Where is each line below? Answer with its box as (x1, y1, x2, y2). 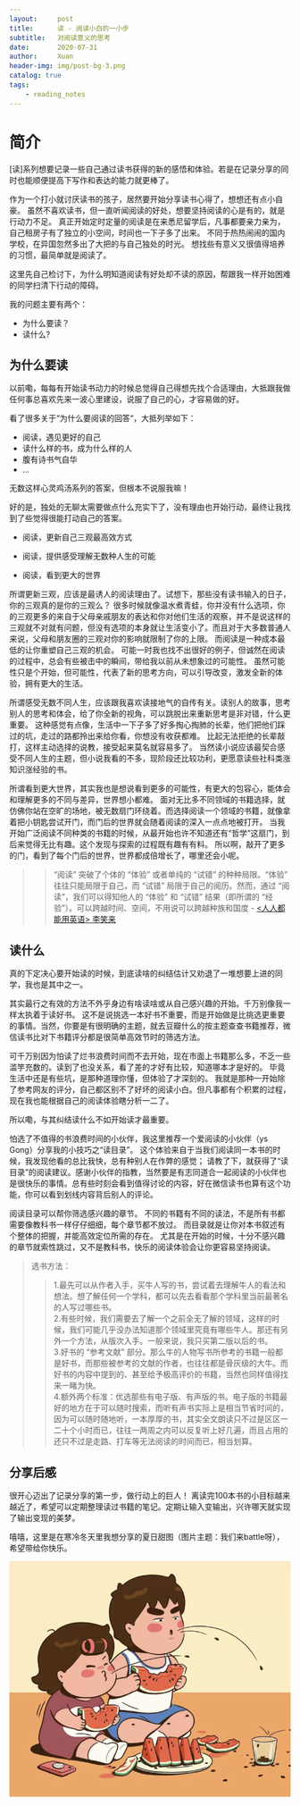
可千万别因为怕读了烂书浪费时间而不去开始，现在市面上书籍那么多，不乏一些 (9, 1051, 291, 1062)
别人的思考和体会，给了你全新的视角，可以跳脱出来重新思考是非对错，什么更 (9, 709, 291, 719)
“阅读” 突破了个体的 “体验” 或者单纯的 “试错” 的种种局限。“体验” (53, 869, 288, 880)
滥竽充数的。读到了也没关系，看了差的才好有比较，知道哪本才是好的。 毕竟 (9, 1062, 286, 1072)
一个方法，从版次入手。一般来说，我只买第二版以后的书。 (61, 1336, 273, 1347)
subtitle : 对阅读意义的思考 (9, 33, 112, 42)
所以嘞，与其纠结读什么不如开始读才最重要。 (9, 1114, 174, 1125)
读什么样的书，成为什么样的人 (21, 443, 132, 454)
